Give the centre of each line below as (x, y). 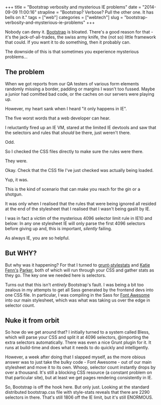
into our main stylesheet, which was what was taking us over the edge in (78, 300)
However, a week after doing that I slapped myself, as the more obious (75, 357)
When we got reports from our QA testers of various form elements (72, 84)
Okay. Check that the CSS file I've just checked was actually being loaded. (79, 170)
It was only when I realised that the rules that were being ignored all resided (81, 203)
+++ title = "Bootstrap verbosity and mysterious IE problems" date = (73, 7)
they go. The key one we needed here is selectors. (56, 275)
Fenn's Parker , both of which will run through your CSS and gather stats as (80, 270)
